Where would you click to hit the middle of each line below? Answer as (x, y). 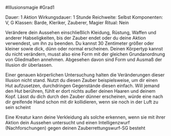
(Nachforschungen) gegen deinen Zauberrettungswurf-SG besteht (75, 128)
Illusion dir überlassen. (29, 65)
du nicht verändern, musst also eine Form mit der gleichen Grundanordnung (85, 54)
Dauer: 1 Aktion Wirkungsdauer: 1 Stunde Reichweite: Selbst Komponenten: (84, 17)
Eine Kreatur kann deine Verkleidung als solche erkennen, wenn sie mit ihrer (86, 117)
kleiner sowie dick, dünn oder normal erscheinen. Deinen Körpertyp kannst (84, 49)
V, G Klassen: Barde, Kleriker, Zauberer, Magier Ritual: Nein (67, 23)
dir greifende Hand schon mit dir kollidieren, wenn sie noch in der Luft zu (82, 102)
